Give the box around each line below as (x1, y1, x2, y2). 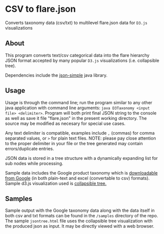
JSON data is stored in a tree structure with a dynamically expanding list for (5, 155, 158, 161)
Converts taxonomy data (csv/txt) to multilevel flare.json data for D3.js (5, 20, 148, 26)
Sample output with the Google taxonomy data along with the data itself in (5, 207, 155, 213)
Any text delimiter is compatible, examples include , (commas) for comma (5, 130, 155, 136)
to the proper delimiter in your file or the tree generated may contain (5, 140, 143, 146)
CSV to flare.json (5, 3, 76, 15)
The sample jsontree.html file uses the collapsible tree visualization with (5, 218, 153, 224)
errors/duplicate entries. (5, 146, 54, 151)
